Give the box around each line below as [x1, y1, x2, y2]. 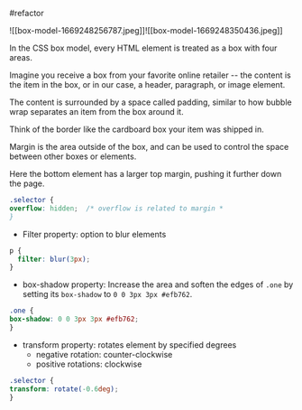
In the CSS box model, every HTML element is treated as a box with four [9, 42, 278, 53]
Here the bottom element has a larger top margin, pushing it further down [9, 169, 282, 179]
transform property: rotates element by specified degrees [22, 339, 237, 350]
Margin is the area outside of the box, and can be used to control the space [9, 142, 289, 152]
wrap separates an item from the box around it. [9, 107, 184, 116]
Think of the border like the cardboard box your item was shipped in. [9, 124, 264, 135]
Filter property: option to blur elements [22, 228, 167, 239]
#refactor [9, 8, 44, 18]
